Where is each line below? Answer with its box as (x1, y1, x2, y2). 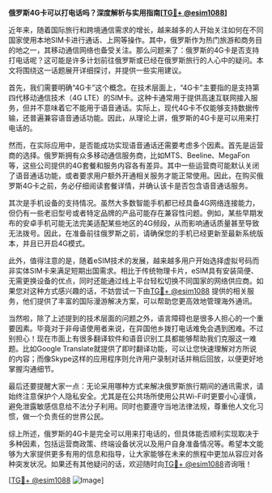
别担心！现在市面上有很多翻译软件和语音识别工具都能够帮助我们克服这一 (8, 334, 249, 343)
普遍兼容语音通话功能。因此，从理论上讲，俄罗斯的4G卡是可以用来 (29, 113, 253, 122)
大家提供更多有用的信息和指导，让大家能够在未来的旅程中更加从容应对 (22, 449, 257, 458)
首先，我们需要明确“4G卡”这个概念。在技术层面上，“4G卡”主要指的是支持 (8, 83, 253, 92)
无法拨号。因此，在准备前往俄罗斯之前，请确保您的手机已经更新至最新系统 (8, 228, 257, 238)
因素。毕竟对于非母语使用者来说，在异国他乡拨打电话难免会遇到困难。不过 (15, 324, 264, 333)
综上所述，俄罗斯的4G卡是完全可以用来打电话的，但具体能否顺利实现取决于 (8, 429, 260, 438)
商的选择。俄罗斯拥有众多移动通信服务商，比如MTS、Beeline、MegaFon (8, 151, 250, 160)
